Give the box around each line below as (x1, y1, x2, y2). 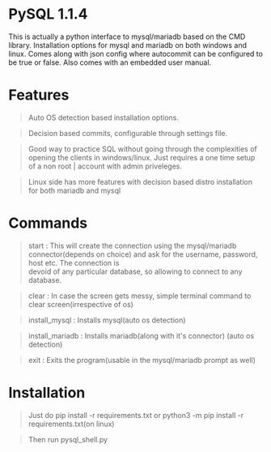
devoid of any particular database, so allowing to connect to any (28, 267, 243, 276)
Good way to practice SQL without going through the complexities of (28, 143, 257, 154)
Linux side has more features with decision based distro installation (28, 177, 253, 186)
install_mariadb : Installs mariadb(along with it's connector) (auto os (28, 330, 255, 340)
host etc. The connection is (28, 258, 120, 267)
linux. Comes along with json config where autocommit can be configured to (8, 49, 263, 58)
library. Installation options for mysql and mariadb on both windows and (8, 40, 248, 49)
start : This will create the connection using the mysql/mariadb (28, 241, 237, 250)
